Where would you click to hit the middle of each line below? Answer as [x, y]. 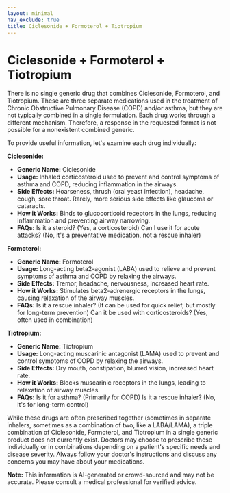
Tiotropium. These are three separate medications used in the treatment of [112, 101]
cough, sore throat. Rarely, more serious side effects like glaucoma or [115, 199]
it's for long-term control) [53, 405]
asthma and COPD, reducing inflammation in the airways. [97, 184]
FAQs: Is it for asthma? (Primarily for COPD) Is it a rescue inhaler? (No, [116, 397]
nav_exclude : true [33, 20]
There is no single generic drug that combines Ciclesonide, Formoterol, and [114, 94]
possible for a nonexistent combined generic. [71, 130]
